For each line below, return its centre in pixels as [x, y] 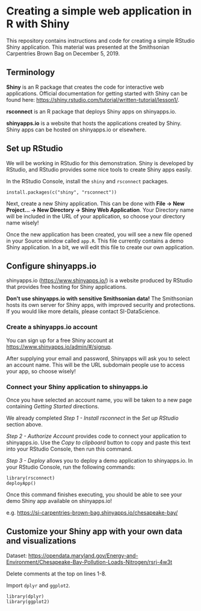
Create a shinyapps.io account [52, 327]
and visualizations [41, 541]
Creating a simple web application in [99, 11]
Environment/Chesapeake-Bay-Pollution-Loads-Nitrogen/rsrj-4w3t [89, 562]
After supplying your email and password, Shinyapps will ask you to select [98, 358]
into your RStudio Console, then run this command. [70, 449]
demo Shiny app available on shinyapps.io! [59, 501]
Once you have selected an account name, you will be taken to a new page [99, 400]
